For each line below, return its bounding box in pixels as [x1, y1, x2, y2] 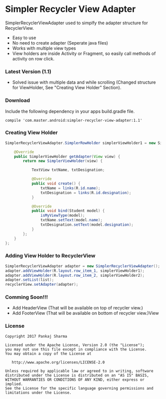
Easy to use [12, 35, 36, 41]
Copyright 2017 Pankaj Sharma [5, 334, 68, 339]
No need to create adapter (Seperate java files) [12, 40, 108, 46]
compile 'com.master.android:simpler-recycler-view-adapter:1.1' [5, 118, 142, 123]
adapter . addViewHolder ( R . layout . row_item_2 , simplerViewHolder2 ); [5, 273, 145, 278]
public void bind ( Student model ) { [31, 208, 105, 213]
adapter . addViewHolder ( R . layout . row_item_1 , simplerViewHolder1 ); [5, 268, 145, 273]
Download [5, 97, 31, 104]
